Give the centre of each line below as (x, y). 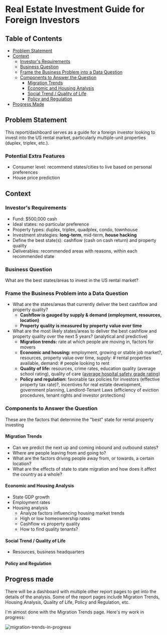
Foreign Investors (43, 20)
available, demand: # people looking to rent (65, 363)
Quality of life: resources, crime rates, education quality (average (88, 368)
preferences (25, 172)
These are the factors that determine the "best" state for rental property (79, 419)
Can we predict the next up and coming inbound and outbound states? (86, 448)
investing (15, 425)
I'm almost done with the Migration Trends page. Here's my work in (75, 612)
